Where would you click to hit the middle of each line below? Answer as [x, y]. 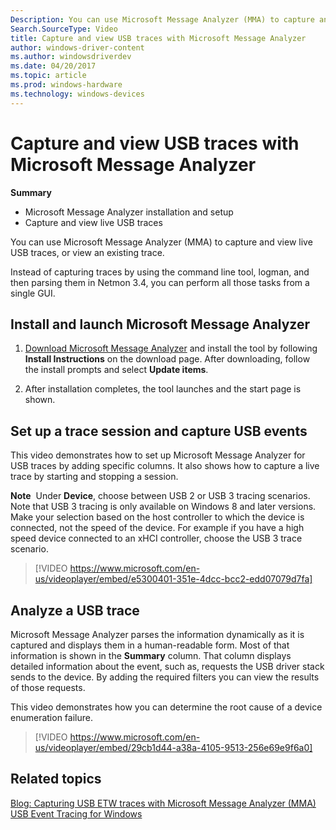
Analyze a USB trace [75, 610]
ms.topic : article [48, 76]
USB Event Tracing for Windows [76, 813]
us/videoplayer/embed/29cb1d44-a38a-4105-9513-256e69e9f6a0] [173, 747]
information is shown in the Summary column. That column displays [151, 655]
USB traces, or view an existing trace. [87, 252]
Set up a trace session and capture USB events [159, 431]
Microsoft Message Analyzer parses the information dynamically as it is [157, 634]
